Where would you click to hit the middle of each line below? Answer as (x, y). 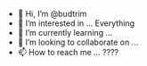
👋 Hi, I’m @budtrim (52, 14)
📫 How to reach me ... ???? (68, 52)
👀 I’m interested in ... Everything (76, 23)
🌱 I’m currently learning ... (65, 33)
